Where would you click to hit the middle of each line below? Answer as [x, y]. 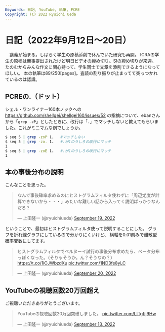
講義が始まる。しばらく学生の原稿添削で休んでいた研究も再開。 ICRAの [82, 55]
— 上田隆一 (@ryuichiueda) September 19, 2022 [66, 218]
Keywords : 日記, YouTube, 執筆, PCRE [42, 10]
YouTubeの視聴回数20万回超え [52, 290]
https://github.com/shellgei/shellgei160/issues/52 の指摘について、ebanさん [83, 115]
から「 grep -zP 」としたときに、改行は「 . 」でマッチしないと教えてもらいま [82, 122]
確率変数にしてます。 [26, 241]
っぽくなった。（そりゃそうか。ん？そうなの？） [66, 258]
